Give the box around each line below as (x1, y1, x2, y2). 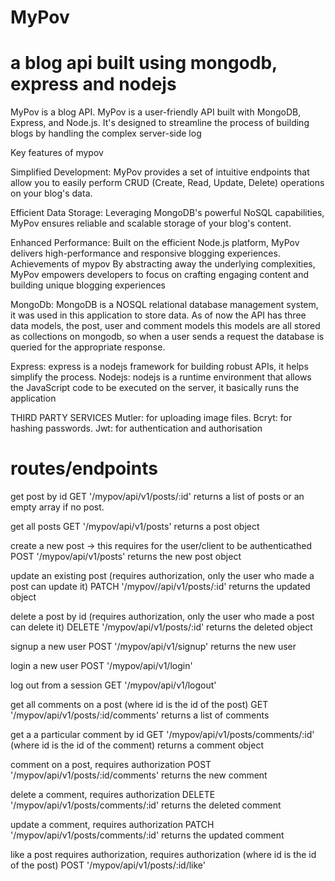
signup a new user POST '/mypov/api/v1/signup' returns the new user (10, 641, 297, 653)
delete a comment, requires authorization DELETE (10, 789, 216, 801)
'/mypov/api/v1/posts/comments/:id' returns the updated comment (10, 829, 285, 841)
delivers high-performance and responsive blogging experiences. (10, 247, 281, 260)
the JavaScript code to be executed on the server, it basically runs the (10, 382, 300, 394)
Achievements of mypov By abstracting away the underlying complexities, (10, 258, 316, 270)
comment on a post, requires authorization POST (10, 759, 212, 771)
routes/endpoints (10, 457, 158, 480)
